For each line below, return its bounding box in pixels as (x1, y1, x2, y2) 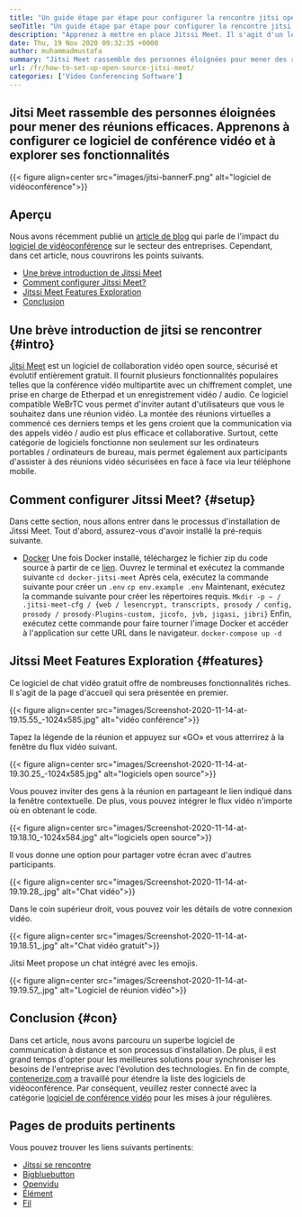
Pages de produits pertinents (9, 1119, 176, 1134)
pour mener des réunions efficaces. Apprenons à (9, 119, 290, 135)
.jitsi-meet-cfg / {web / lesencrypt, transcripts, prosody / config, (22, 600, 293, 609)
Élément (22, 1188, 54, 1199)
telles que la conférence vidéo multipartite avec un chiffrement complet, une (9, 380, 292, 390)
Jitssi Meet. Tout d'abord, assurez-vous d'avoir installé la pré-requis (9, 526, 262, 536)
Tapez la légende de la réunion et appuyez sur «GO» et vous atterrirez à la (9, 731, 285, 742)
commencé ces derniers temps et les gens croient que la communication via (9, 418, 292, 429)
